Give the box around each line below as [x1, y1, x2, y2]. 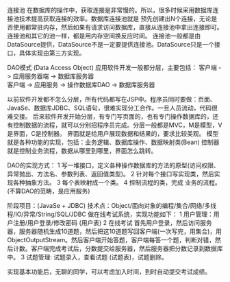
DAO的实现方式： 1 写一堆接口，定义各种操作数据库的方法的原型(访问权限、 [7, 161, 220, 169]
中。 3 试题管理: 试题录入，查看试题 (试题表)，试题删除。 [7, 253, 168, 261]
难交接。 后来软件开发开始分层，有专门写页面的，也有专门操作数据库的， [7, 113, 213, 120]
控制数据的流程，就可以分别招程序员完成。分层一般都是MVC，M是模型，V [12, 121, 222, 129]
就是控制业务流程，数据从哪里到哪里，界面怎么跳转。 [7, 147, 157, 154]
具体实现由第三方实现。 [18, 49, 86, 57]
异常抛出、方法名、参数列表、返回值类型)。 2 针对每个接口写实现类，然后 [7, 170, 214, 178]
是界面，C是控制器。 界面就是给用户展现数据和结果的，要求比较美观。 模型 [7, 130, 219, 137]
